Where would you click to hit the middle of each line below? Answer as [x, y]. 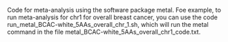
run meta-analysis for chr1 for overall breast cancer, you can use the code [112, 17]
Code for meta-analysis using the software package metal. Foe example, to [114, 10]
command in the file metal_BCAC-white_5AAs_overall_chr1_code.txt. [104, 32]
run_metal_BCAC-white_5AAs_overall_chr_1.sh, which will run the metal [108, 24]
